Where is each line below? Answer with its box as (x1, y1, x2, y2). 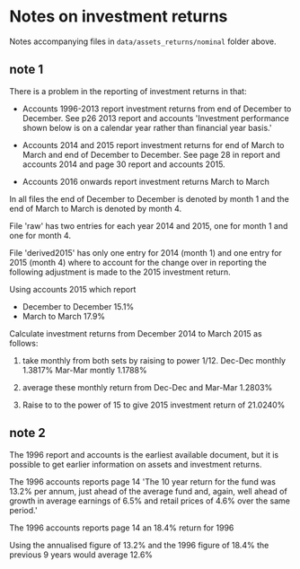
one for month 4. (9, 230, 72, 241)
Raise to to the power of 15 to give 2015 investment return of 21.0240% (22, 399, 286, 410)
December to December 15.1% (22, 301, 135, 311)
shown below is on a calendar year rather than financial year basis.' (22, 122, 272, 133)
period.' (9, 504, 38, 515)
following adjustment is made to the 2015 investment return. (9, 267, 231, 277)
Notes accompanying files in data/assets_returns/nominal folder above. (9, 36, 277, 47)
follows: (9, 337, 39, 348)
